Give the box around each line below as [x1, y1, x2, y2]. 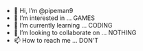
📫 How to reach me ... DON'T [13, 37, 98, 44]
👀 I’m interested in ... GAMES [13, 14, 95, 22]
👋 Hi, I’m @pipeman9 [13, 7, 74, 14]
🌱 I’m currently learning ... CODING [13, 21, 113, 29]
